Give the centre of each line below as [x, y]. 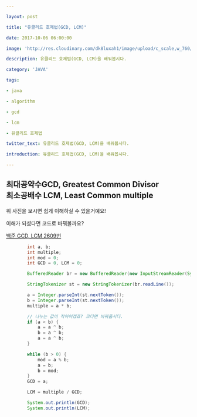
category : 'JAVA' [27, 70]
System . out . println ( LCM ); [59, 408]
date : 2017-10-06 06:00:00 [39, 38]
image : [14, 48]
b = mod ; [48, 371]
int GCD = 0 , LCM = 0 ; [55, 263]
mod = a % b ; [53, 360]
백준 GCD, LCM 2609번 [34, 236]
